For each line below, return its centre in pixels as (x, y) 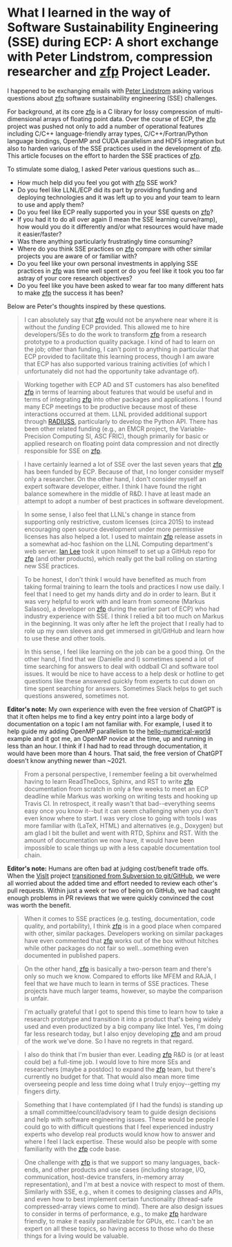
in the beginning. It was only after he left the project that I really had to (124, 623)
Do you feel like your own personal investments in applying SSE (107, 263)
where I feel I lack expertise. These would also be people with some (120, 1141)
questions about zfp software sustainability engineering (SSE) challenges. (112, 98)
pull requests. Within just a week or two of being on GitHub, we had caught (114, 890)
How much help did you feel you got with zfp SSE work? (97, 182)
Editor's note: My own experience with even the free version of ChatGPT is (115, 709)
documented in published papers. (72, 955)
